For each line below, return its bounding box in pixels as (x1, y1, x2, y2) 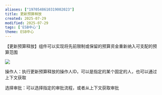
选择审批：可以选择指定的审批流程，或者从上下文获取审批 (5, 85, 119, 91)
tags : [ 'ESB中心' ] (5, 25, 40, 30)
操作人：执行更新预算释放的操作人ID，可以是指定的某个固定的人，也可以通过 (5, 68, 157, 74)
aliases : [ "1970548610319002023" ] (5, 7, 75, 12)
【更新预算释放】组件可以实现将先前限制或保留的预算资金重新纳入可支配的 (5, 43, 153, 49)
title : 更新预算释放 (5, 12, 42, 16)
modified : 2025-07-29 (5, 20, 49, 26)
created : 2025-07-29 (5, 16, 47, 21)
